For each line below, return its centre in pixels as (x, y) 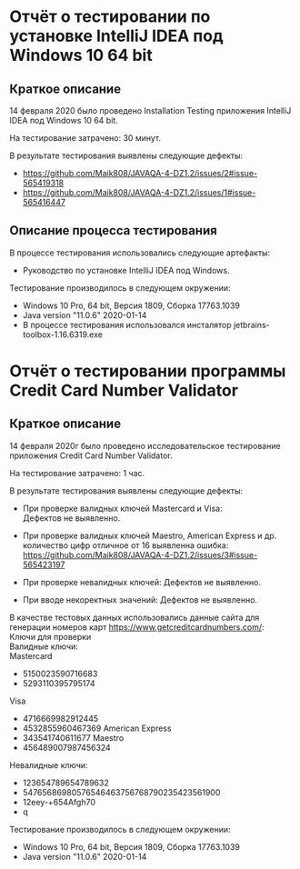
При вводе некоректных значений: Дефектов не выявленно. (140, 599)
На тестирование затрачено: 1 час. (77, 473)
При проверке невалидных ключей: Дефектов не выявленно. (142, 582)
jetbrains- (251, 325)
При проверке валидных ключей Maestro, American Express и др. (150, 535)
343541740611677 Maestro (73, 737)
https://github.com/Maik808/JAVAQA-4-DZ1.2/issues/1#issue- (139, 192)
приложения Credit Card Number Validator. (91, 455)
